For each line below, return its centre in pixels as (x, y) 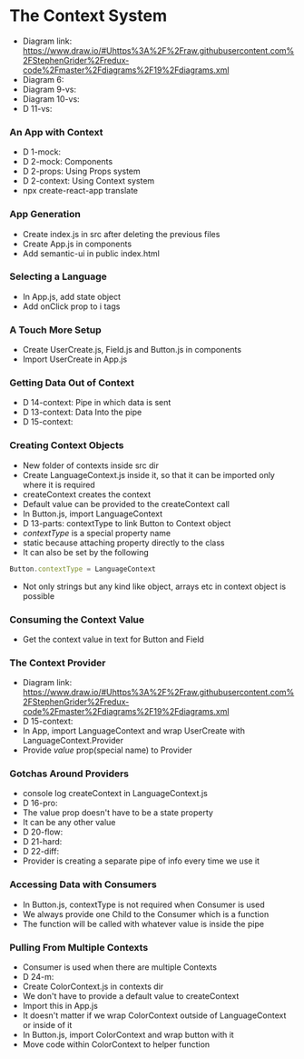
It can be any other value (69, 823)
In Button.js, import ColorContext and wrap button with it (128, 1035)
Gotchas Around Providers (69, 774)
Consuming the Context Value (77, 619)
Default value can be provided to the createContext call (126, 504)
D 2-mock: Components (68, 162)
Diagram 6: (43, 79)
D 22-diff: (41, 852)
